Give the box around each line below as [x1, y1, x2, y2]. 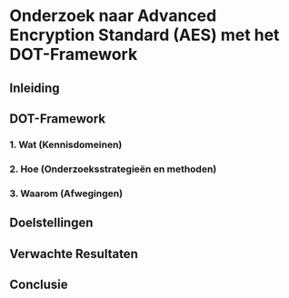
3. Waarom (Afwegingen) [9, 187, 124, 200]
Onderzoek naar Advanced [9, 5, 217, 26]
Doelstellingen [9, 215, 94, 231]
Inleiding [9, 80, 61, 95]
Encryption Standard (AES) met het [9, 25, 280, 45]
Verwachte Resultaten [9, 246, 138, 262]
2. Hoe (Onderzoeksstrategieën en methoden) [9, 163, 217, 175]
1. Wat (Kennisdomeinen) [9, 138, 123, 151]
